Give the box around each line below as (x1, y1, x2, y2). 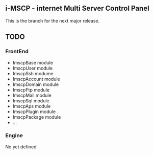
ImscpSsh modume (12, 70, 54, 76)
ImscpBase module (12, 59, 54, 65)
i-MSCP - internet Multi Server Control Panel (5, 4, 149, 13)
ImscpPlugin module (12, 108, 56, 115)
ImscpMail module (12, 92, 52, 98)
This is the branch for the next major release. (5, 17, 100, 24)
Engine (5, 132, 23, 139)
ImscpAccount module (12, 76, 60, 82)
